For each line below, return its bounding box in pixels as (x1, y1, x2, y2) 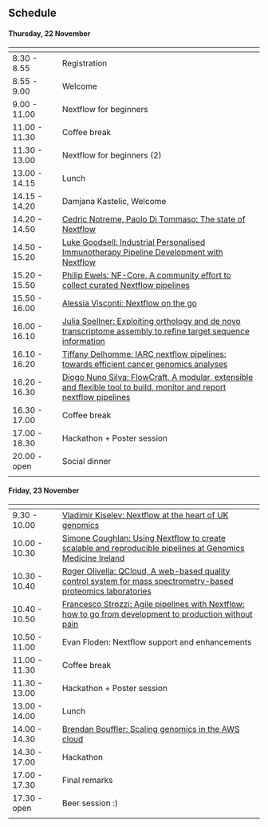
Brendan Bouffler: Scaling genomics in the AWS (61, 723, 240, 734)
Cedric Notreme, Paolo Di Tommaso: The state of (61, 214, 246, 225)
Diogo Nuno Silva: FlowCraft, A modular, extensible (61, 371, 254, 382)
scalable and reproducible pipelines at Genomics (61, 542, 245, 553)
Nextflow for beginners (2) (61, 150, 162, 161)
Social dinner (61, 455, 112, 466)
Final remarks (61, 774, 113, 785)
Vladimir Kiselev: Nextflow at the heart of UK (61, 509, 229, 521)
